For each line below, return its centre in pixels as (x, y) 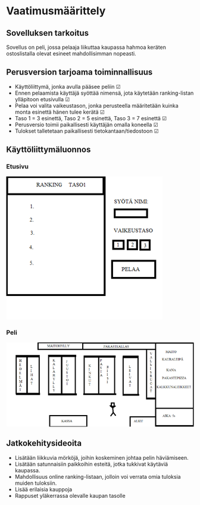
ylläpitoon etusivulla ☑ (42, 99)
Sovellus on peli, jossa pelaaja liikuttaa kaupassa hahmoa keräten (86, 47)
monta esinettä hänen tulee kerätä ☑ (60, 112)
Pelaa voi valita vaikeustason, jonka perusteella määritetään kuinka (96, 105)
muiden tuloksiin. (36, 483)
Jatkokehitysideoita (44, 443)
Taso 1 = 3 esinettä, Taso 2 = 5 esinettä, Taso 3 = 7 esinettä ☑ (91, 118)
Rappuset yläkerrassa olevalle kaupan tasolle (70, 495)
